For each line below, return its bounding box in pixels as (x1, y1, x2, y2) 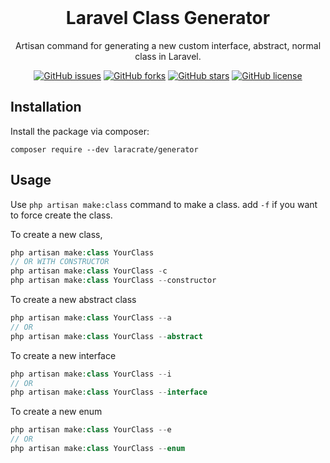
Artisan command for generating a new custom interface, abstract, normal (14, 39, 322, 51)
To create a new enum (10, 406, 103, 418)
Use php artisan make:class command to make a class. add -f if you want (10, 198, 318, 210)
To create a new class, (10, 228, 103, 240)
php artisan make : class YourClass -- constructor (10, 276, 217, 286)
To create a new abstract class (10, 294, 137, 306)
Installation (10, 99, 82, 116)
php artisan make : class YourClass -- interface (10, 387, 208, 398)
